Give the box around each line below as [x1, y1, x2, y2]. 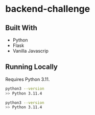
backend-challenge [5, 3, 90, 15]
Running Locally [5, 62, 58, 72]
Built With [5, 24, 37, 32]
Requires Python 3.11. [5, 76, 50, 82]
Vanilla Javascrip [12, 48, 49, 54]
